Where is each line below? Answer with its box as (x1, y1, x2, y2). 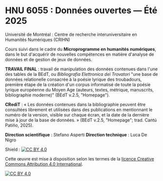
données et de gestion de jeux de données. (5, 56, 93, 62)
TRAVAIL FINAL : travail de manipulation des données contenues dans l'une (5, 66, 158, 72)
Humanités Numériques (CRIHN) (5, 37, 70, 43)
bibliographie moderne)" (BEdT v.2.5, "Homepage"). (5, 92, 110, 98)
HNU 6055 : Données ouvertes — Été (5, 5, 158, 16)
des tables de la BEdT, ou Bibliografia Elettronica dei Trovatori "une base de (5, 71, 158, 77)
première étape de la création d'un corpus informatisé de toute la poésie (5, 81, 151, 88)
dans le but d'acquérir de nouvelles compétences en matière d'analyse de (5, 51, 155, 57)
